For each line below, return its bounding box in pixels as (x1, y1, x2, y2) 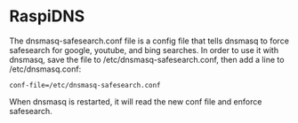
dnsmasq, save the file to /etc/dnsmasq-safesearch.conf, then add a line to (9, 54, 285, 65)
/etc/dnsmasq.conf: (9, 64, 82, 74)
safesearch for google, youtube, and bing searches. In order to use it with (9, 44, 278, 55)
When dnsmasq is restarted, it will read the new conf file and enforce (9, 96, 262, 107)
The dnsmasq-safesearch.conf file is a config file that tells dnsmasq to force (9, 35, 289, 46)
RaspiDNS (9, 6, 85, 27)
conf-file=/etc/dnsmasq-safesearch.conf (9, 81, 162, 89)
